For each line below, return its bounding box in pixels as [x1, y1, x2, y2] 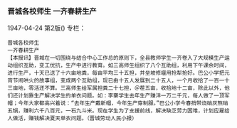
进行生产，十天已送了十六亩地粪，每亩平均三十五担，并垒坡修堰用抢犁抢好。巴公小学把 [7, 70, 225, 77]
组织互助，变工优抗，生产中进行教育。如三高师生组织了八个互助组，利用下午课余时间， [12, 62, 230, 69]
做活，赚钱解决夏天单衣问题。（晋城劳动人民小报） [12, 115, 137, 122]
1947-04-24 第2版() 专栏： [7, 23, 86, 33]
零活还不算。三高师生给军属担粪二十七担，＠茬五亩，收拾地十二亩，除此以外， [28, 85, 225, 92]
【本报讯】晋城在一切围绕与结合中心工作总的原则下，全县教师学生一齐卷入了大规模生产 [7, 55, 225, 62]
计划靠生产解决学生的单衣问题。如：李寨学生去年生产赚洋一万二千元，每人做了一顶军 [17, 92, 230, 100]
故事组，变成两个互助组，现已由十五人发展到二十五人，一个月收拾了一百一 [38, 77, 225, 85]
